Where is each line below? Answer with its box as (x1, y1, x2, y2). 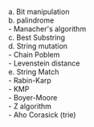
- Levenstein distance (8, 58, 80, 68)
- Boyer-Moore (8, 93, 58, 102)
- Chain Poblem (8, 50, 60, 59)
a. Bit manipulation (8, 7, 70, 16)
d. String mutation (8, 41, 68, 51)
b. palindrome (8, 15, 55, 25)
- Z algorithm (8, 101, 52, 111)
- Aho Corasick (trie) (8, 110, 76, 120)
